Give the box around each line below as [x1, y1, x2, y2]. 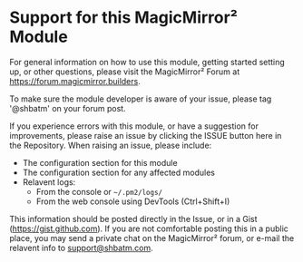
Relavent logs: [22, 176, 76, 188]
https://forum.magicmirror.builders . [9, 75, 141, 86]
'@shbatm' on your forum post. [9, 102, 126, 113]
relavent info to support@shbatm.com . [9, 242, 153, 253]
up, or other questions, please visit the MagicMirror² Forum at [9, 66, 240, 77]
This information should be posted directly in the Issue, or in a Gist [9, 213, 258, 224]
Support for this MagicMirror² [9, 7, 239, 28]
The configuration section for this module [22, 157, 179, 168]
